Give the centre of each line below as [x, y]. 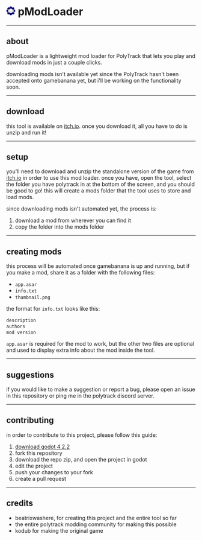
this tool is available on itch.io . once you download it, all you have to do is [97, 126]
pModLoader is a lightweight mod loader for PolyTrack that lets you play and [101, 56]
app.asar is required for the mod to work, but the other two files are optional [100, 344]
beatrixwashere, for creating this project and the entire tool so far [96, 518]
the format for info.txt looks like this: [53, 309]
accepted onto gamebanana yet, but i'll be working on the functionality [94, 80]
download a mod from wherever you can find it [73, 221]
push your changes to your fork [54, 472]
